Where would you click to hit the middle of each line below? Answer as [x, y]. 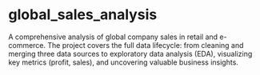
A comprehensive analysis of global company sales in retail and [113, 37]
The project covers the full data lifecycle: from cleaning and [146, 45]
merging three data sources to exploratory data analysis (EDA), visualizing [130, 53]
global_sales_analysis [83, 15]
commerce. [27, 45]
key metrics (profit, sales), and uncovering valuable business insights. [123, 62]
